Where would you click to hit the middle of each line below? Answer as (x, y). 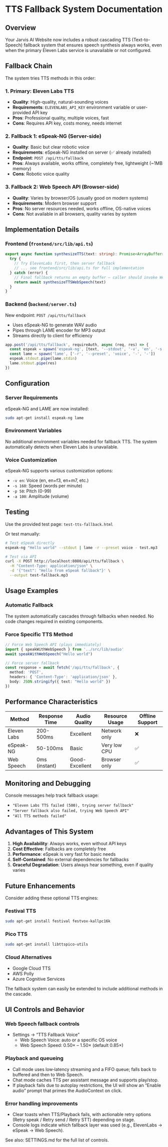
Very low (112, 745)
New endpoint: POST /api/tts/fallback (45, 315)
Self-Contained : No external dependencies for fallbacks (70, 860)
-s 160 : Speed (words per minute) (47, 485)
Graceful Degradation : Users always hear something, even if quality (83, 865)
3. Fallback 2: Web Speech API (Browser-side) (62, 187)
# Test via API (21, 556)
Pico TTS (16, 934)
